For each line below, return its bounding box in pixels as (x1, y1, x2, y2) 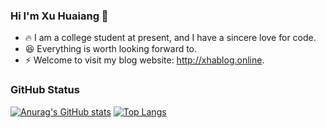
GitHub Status (10, 83, 80, 97)
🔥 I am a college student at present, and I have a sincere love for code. (24, 32, 317, 44)
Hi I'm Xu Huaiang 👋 (10, 9, 109, 23)
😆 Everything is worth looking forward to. (24, 43, 198, 55)
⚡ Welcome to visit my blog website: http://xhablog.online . (24, 54, 265, 66)
